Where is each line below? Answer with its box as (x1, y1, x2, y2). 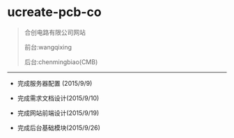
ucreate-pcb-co (7, 4, 102, 20)
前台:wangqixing (24, 43, 72, 51)
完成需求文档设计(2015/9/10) (17, 93, 100, 102)
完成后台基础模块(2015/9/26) (17, 123, 101, 132)
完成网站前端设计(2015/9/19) (17, 109, 100, 117)
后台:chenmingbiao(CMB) (24, 57, 98, 66)
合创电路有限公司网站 (24, 28, 86, 36)
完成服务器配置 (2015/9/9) (17, 79, 93, 87)
